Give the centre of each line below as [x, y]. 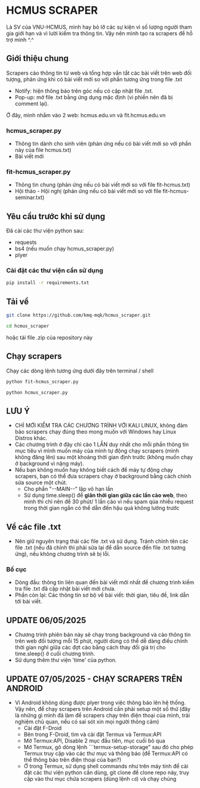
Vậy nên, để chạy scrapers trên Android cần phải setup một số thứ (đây [103, 709]
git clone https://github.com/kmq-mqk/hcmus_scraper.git [79, 315]
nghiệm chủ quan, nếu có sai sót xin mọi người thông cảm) [87, 722]
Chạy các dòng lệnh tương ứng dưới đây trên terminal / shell [80, 371]
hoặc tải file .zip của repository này [50, 337]
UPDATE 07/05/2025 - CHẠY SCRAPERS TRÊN [94, 679]
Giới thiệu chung [37, 58]
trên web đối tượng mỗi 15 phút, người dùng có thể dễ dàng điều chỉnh [101, 641]
